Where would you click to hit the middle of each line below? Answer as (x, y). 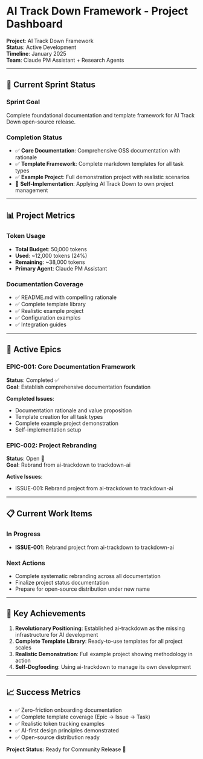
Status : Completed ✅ (33, 380)
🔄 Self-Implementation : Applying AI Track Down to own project (94, 183)
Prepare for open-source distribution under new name (82, 589)
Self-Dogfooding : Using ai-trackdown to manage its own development (103, 666)
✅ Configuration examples (48, 317)
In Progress (24, 534)
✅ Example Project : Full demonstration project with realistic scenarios (102, 177)
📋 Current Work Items (49, 514)
